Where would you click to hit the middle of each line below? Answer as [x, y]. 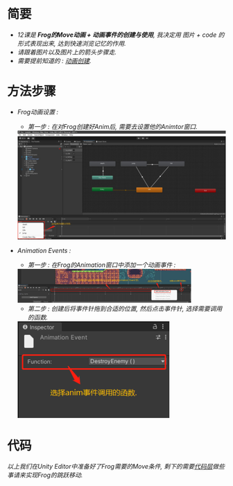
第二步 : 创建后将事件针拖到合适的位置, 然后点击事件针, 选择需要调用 [125, 309]
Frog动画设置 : [38, 112]
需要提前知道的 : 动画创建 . [54, 60]
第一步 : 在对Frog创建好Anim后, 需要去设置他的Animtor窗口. [112, 126]
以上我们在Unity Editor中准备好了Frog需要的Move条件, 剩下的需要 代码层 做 [113, 466]
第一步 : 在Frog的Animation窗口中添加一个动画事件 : [102, 265]
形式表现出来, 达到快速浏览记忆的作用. [71, 43]
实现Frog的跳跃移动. [54, 475]
